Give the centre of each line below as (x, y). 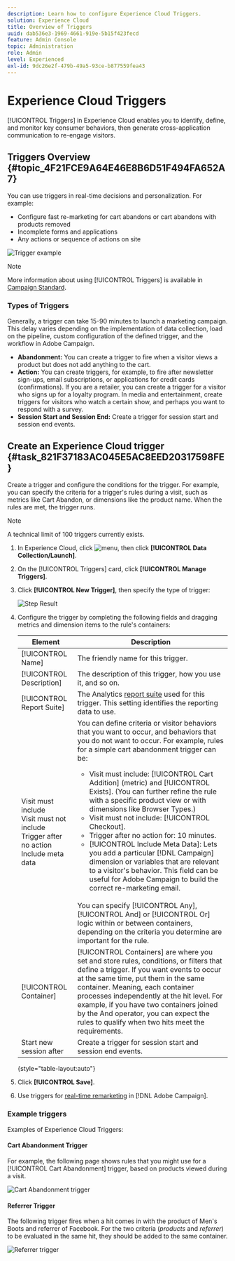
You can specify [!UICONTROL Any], (137, 906)
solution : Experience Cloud (48, 20)
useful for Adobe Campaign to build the (154, 879)
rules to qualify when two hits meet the (141, 1022)
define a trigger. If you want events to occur (149, 970)
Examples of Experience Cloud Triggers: (65, 1129)
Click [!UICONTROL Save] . (56, 1082)
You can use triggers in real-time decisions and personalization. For (105, 196)
